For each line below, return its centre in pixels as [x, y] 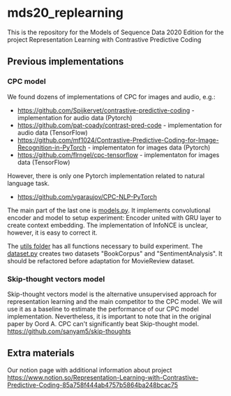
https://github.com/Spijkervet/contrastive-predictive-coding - [106, 110]
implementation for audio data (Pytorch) [75, 117]
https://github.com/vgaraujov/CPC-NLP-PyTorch [87, 196]
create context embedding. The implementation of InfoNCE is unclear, [107, 225]
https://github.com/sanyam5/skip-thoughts [69, 331]
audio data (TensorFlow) [53, 132]
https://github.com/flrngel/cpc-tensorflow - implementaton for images [118, 154]
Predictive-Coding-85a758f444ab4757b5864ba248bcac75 [93, 385]
